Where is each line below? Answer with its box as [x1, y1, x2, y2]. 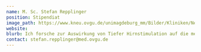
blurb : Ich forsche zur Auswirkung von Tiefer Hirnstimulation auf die [6, 31, 188, 37]
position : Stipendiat [6, 14, 60, 20]
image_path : [6, 20, 36, 26]
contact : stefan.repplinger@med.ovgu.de [6, 36, 109, 42]
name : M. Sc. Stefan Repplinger [6, 8, 87, 15]
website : [6, 25, 28, 32]
